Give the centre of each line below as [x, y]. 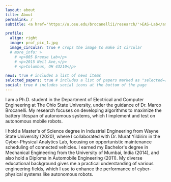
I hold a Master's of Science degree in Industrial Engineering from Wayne [82, 131]
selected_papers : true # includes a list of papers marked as [73, 80]
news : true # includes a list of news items [53, 76]
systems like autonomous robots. [58, 174]
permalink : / [19, 19]
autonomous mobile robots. [34, 121]
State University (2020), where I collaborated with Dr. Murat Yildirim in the [83, 136]
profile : [15, 34]
